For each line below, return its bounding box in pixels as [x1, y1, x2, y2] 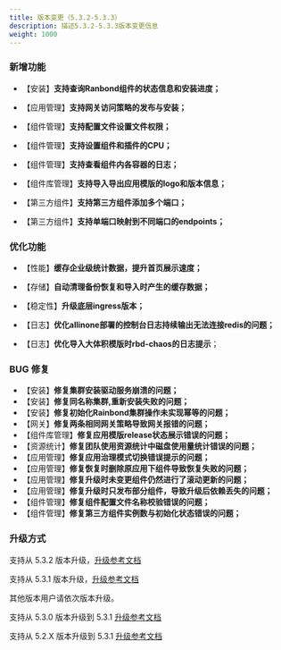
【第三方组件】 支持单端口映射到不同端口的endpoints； [21, 215, 226, 226]
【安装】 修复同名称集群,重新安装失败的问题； [21, 396, 190, 407]
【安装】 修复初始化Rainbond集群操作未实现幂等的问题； [21, 408, 231, 418]
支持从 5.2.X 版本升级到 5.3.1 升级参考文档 [9, 630, 163, 641]
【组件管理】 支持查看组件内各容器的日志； [21, 158, 179, 170]
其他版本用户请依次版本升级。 [9, 592, 119, 604]
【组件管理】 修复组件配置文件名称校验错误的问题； [21, 497, 211, 508]
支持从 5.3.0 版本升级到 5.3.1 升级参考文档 [9, 612, 162, 622]
